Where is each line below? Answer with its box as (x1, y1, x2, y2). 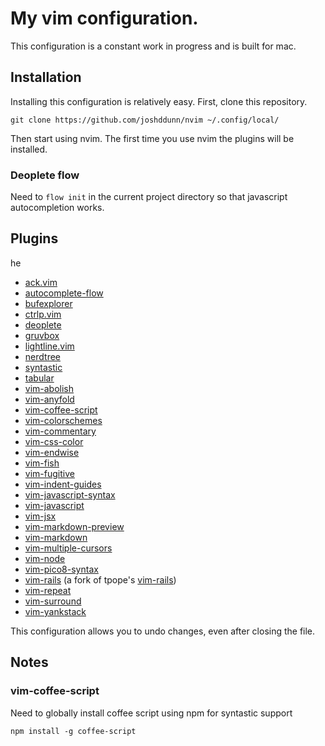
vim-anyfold (24, 393, 75, 405)
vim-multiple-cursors (24, 542, 113, 554)
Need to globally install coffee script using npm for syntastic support (10, 707, 293, 719)
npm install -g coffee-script (10, 726, 137, 736)
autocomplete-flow (24, 287, 104, 299)
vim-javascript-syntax (24, 488, 116, 501)
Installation (10, 69, 82, 86)
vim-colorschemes (24, 414, 103, 426)
